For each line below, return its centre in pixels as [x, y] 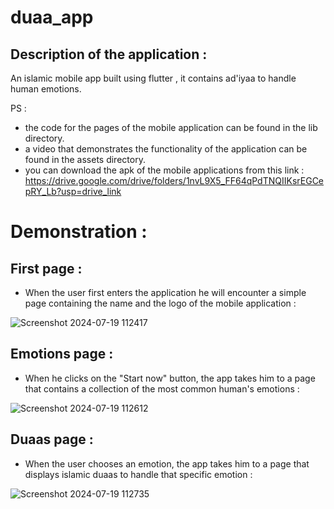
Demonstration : [79, 232]
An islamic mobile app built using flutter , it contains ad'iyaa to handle [153, 78]
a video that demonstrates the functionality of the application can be [166, 149]
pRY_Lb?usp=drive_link [73, 191]
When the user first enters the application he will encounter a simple [165, 292]
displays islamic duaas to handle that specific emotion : [138, 474]
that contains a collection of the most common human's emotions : [162, 388]
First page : [46, 268]
